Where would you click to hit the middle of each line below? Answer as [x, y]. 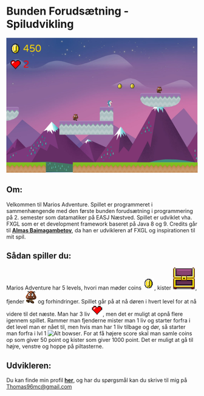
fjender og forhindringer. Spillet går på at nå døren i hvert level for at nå [101, 302]
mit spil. [16, 237]
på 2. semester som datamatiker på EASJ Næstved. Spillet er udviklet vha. [99, 217]
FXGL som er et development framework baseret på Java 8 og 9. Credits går [102, 224]
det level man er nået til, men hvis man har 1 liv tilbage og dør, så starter [96, 327]
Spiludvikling [40, 24]
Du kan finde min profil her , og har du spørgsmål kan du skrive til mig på [97, 380]
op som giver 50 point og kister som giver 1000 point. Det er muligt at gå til [100, 340]
